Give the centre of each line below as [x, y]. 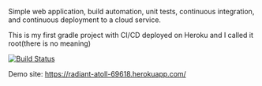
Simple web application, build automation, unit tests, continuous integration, [131, 11]
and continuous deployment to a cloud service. [85, 20]
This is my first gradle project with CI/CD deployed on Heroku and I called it [131, 35]
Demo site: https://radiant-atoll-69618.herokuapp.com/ [97, 74]
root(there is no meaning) [50, 43]
